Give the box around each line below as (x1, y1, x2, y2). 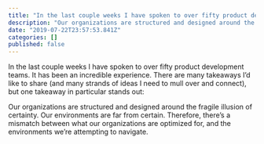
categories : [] (8, 33, 58, 41)
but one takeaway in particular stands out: (8, 87, 145, 96)
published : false (8, 41, 65, 49)
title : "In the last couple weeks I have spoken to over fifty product (8, 11, 247, 20)
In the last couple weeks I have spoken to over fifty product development (8, 62, 244, 71)
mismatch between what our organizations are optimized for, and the (8, 119, 232, 128)
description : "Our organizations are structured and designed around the (8, 19, 255, 27)
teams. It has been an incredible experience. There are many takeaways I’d (8, 70, 251, 80)
